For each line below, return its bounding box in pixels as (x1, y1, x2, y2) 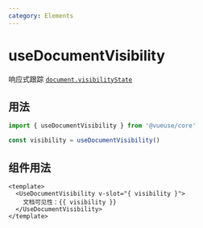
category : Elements (8, 11, 74, 20)
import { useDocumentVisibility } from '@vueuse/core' (8, 122, 197, 130)
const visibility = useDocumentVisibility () (8, 136, 160, 145)
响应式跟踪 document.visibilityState (8, 74, 133, 84)
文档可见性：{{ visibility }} (23, 198, 117, 206)
